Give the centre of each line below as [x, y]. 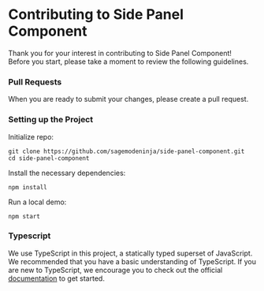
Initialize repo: [31, 136]
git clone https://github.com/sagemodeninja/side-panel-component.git [126, 151]
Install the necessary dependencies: [67, 173]
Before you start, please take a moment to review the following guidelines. [128, 62]
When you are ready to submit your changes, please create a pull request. [128, 99]
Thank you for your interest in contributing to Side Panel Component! [120, 53]
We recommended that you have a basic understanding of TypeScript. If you [132, 261]
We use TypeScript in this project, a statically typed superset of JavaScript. [130, 253]
